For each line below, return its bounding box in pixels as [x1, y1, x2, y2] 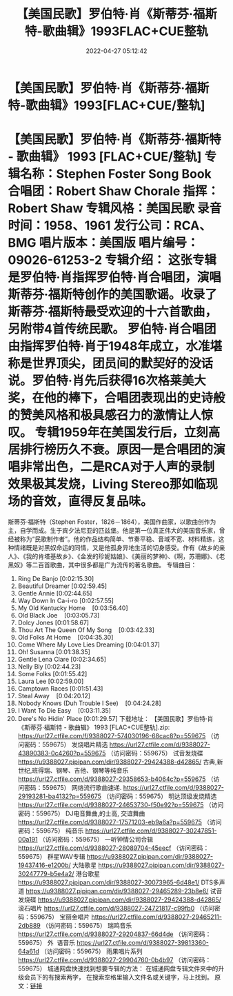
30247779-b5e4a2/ [17, 869, 74, 877]
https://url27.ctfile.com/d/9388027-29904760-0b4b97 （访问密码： [17, 955, 212, 964]
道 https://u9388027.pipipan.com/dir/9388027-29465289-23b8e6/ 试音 [17, 886, 223, 895]
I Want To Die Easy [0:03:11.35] [17, 706, 111, 714]
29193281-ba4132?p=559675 [17, 792, 102, 800]
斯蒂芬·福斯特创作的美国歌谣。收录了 [8, 287, 218, 303]
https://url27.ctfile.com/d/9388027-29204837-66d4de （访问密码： [17, 930, 212, 938]
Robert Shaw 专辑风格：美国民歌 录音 [8, 201, 222, 216]
